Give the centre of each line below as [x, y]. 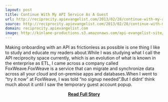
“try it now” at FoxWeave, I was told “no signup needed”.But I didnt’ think [80, 79]
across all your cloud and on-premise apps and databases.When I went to [81, 74]
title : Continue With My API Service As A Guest [57, 14]
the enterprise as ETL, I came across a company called [62, 63]
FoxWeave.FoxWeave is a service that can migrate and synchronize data [80, 68]
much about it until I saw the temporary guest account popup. [69, 84]
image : [12, 33]
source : [13, 24]
